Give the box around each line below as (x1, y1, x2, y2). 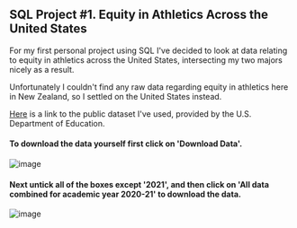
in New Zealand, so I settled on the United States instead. (9, 91, 222, 101)
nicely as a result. (9, 64, 75, 75)
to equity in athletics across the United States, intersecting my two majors (9, 54, 283, 66)
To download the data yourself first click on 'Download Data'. (9, 138, 243, 149)
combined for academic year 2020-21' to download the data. (9, 189, 241, 199)
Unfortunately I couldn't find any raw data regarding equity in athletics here (9, 81, 289, 92)
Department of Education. (9, 118, 105, 128)
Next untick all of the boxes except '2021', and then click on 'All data (9, 179, 270, 189)
